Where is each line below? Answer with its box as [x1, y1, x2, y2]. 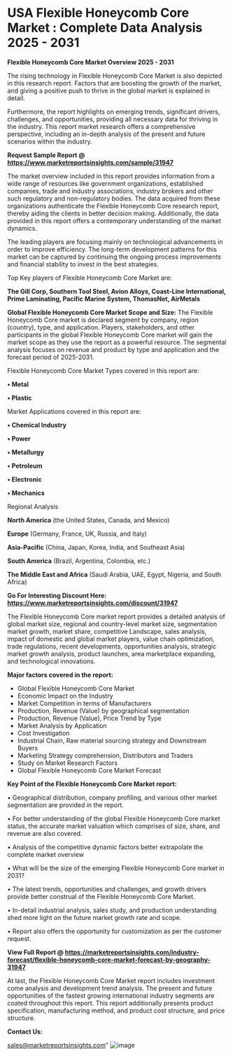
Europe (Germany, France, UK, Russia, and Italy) [7, 529, 147, 538]
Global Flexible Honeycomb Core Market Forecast [17, 766, 162, 774]
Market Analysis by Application [17, 721, 107, 730]
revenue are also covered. [7, 829, 83, 837]
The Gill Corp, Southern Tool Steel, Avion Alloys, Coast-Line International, [7, 287, 226, 295]
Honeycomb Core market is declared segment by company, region [7, 316, 199, 324]
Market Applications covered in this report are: [7, 407, 141, 415]
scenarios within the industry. [7, 137, 92, 145]
